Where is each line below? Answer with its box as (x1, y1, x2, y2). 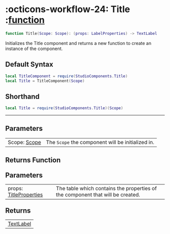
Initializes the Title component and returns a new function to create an (5, 40, 152, 46)
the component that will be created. (56, 191, 141, 198)
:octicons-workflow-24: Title (5, 4, 131, 15)
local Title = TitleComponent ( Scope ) (5, 78, 85, 83)
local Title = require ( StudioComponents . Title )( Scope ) (5, 106, 123, 111)
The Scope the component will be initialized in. (46, 138, 154, 146)
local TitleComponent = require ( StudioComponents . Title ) (5, 73, 128, 79)
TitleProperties (8, 191, 43, 198)
